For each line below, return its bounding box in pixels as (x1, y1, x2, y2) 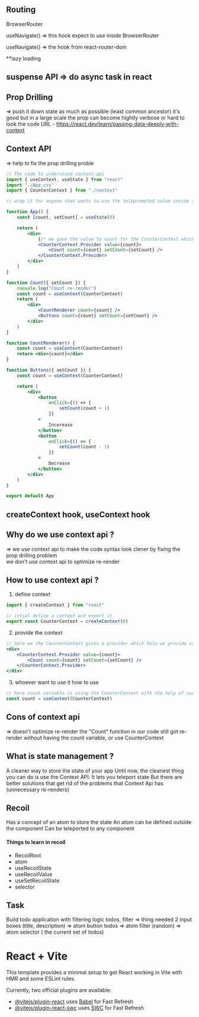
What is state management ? (6, 751, 114, 761)
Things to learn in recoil (6, 839, 66, 845)
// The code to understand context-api (6, 171, 105, 177)
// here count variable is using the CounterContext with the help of (6, 690, 184, 696)
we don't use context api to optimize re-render (6, 558, 120, 565)
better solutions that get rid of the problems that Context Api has (6, 780, 164, 787)
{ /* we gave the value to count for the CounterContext (37, 236, 179, 242)
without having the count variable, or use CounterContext (23, 734, 164, 741)
